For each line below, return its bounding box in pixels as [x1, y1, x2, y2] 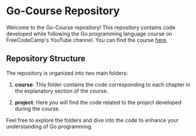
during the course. [14, 105, 61, 112]
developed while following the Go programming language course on [6, 30, 172, 37]
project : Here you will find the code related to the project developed [14, 99, 182, 106]
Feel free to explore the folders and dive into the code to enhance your [6, 116, 179, 124]
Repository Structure [6, 53, 86, 64]
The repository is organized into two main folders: [6, 69, 128, 77]
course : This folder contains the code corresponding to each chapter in [14, 81, 191, 88]
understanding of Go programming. [6, 123, 93, 130]
